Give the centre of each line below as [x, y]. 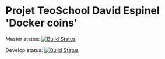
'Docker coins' [42, 23]
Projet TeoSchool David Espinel [82, 11]
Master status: [23, 39]
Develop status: [24, 50]
